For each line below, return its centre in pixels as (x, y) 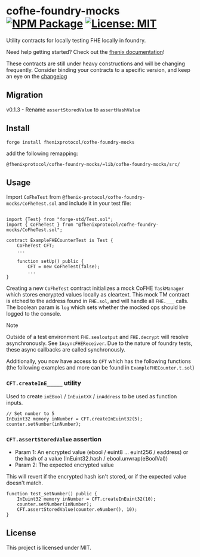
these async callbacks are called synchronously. (66, 350)
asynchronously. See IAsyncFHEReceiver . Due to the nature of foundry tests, (99, 343)
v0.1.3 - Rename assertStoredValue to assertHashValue (73, 110)
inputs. (15, 402)
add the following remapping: (42, 153)
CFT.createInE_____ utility (44, 383)
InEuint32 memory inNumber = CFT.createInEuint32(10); (87, 499)
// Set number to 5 (30, 414)
